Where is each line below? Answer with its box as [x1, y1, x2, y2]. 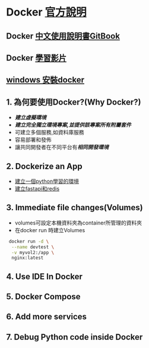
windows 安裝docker [6, 75, 85, 85]
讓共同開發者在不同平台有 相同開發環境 [14, 144, 109, 151]
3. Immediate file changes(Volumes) [6, 203, 144, 213]
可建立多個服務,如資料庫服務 [14, 129, 84, 136]
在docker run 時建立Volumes [14, 226, 85, 233]
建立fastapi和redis [14, 185, 60, 192]
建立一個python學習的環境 [14, 178, 79, 185]
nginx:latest [11, 255, 44, 261]
